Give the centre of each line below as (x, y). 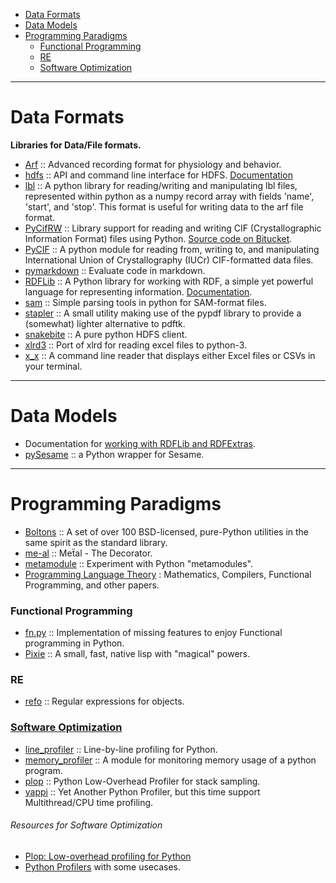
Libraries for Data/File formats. (76, 145)
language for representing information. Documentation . (138, 291)
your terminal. (53, 366)
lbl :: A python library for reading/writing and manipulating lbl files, (161, 185)
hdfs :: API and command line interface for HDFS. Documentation (158, 175)
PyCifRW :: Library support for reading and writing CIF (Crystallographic (173, 228)
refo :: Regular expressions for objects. (104, 701)
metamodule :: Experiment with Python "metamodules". (138, 563)
